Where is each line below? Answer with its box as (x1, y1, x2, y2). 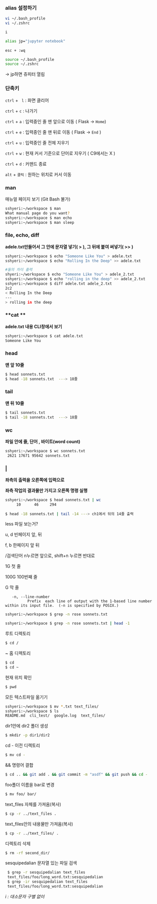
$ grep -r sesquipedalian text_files (7, 870, 85, 875)
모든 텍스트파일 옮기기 (5, 694, 48, 700)
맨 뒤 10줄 (5, 400, 24, 406)
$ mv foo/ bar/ (5, 791, 37, 796)
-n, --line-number (11, 594, 50, 599)
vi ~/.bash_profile (5, 16, 46, 21)
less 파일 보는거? (5, 521, 38, 527)
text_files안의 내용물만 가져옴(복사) (5, 821, 74, 827)
